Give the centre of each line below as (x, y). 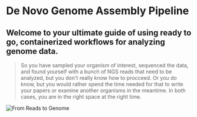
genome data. (32, 51)
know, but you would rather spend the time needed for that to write (102, 84)
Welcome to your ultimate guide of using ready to (99, 33)
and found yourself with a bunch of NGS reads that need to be (96, 71)
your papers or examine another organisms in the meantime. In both (103, 90)
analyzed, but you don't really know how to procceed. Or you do (98, 78)
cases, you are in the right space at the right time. (81, 97)
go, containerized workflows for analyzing (86, 42)
